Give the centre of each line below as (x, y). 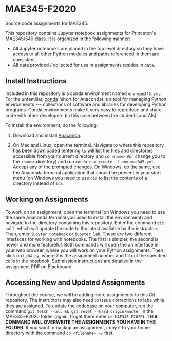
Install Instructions (36, 81)
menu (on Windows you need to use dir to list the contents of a (80, 178)
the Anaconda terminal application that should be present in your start (87, 172)
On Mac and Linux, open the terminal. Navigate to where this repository (88, 145)
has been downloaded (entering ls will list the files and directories (83, 150)
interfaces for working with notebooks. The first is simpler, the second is (82, 239)
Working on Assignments (47, 200)
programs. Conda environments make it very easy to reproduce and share (83, 110)
